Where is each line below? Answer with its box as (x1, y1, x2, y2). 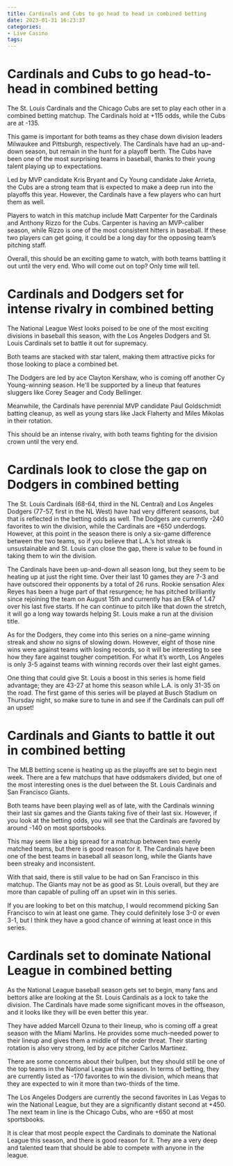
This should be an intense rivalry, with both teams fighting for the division (7, 430, 218, 438)
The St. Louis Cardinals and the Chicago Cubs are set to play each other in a (7, 104, 226, 112)
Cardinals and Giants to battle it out (7, 728, 216, 743)
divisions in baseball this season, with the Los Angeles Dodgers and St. (7, 332, 211, 340)
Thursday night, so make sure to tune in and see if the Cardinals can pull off (7, 695, 225, 704)
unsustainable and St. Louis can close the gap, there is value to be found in (7, 544, 223, 552)
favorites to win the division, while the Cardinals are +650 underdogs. (7, 522, 207, 530)
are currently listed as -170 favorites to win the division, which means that (7, 1072, 218, 1080)
